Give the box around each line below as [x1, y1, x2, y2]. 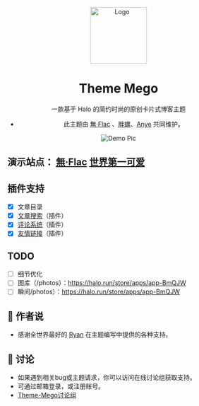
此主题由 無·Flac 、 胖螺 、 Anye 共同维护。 [63, 120, 185, 128]
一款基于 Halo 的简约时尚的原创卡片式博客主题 [52, 105, 186, 113]
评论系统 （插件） [17, 220, 68, 229]
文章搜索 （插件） [17, 211, 68, 220]
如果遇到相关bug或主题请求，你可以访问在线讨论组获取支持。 [17, 373, 196, 382]
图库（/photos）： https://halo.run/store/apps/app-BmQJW [17, 279, 186, 287]
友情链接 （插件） [17, 229, 68, 238]
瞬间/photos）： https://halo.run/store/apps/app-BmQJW [17, 287, 180, 296]
